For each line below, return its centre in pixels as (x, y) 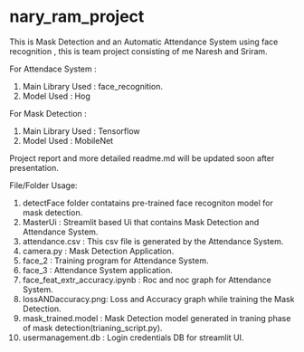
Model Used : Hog (56, 96)
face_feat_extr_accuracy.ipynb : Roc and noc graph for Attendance (147, 280)
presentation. (34, 167)
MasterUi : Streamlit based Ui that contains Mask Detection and (141, 222)
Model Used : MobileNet (68, 140)
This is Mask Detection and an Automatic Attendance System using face (144, 42)
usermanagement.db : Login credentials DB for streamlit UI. (133, 338)
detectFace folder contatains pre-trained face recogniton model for (147, 203)
